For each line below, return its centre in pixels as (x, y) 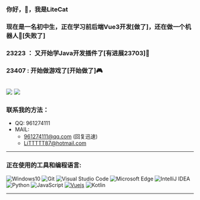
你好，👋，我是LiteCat (37, 9)
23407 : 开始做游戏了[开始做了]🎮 (54, 71)
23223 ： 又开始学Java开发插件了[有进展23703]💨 (78, 53)
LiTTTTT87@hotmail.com (55, 143)
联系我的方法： (28, 110)
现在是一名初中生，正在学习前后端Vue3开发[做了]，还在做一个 (96, 27)
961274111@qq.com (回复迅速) (61, 136)
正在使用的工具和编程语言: (44, 166)
